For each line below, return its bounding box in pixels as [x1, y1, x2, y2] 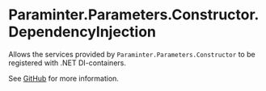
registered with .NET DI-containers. [8, 58, 127, 68]
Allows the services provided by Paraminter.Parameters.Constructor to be [8, 49, 256, 59]
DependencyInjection [8, 23, 156, 41]
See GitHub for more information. [8, 73, 120, 83]
